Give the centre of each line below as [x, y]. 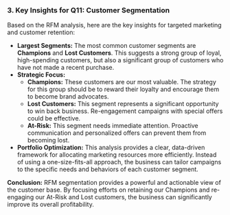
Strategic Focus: [41, 75]
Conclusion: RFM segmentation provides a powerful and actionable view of [114, 183]
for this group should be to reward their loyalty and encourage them [123, 89]
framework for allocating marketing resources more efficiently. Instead [117, 155]
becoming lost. [48, 140]
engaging [21, 197]
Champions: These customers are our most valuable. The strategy [122, 82]
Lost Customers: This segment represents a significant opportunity [123, 104]
